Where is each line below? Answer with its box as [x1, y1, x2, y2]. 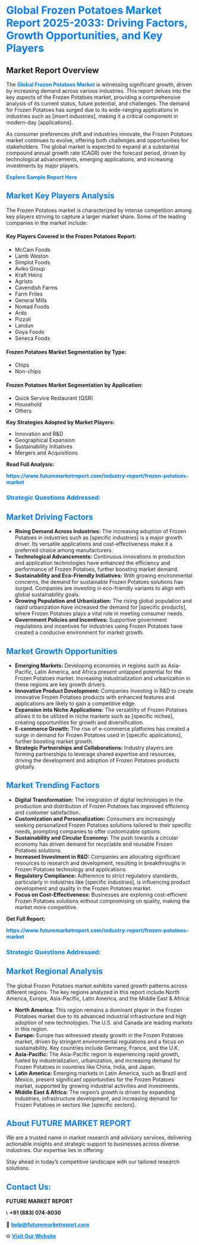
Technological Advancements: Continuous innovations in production [14, 553, 185, 560]
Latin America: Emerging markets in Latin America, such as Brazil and [14, 1069, 187, 1077]
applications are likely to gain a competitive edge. [14, 700, 137, 707]
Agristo [14, 278, 33, 285]
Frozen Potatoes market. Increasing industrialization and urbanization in [14, 674, 191, 681]
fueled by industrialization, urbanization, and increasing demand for [14, 1057, 181, 1064]
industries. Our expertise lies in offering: [6, 1147, 105, 1154]
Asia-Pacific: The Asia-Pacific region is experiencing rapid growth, [14, 1050, 180, 1058]
